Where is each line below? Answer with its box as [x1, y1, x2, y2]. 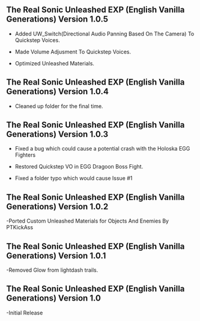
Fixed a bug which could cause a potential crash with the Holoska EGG [14, 145, 190, 152]
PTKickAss [6, 224, 34, 231]
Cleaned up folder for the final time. [14, 102, 103, 110]
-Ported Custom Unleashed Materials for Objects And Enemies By [6, 217, 169, 224]
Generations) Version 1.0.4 [6, 86, 109, 97]
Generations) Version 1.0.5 [6, 14, 109, 25]
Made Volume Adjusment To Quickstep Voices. [14, 48, 132, 55]
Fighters [14, 151, 36, 158]
